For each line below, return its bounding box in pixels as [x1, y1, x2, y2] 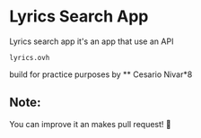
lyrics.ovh [9, 53, 50, 62]
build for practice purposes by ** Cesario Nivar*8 [9, 69, 193, 80]
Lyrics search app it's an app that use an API [9, 36, 174, 47]
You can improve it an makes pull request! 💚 [9, 118, 172, 129]
